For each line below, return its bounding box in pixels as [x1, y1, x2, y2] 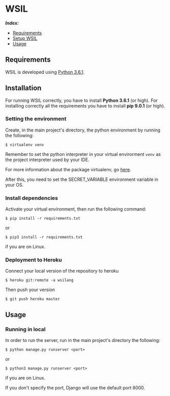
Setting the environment [5, 115, 67, 122]
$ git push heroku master [5, 297, 60, 302]
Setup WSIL [12, 35, 38, 41]
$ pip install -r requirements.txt [5, 216, 81, 221]
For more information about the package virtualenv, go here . [5, 166, 131, 172]
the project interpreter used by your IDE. [5, 156, 90, 163]
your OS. [5, 181, 24, 188]
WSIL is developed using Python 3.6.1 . [5, 69, 85, 75]
